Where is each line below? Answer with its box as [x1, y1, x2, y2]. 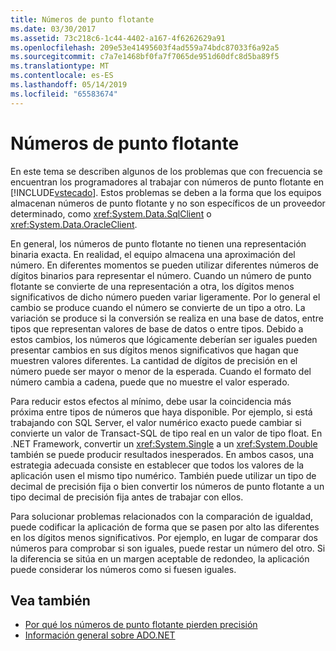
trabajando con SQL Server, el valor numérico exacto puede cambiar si [10, 416, 302, 428]
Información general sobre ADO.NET [24, 629, 176, 641]
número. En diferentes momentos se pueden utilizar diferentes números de [10, 259, 319, 271]
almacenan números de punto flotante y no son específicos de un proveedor [10, 197, 326, 209]
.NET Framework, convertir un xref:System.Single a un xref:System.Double [10, 437, 318, 450]
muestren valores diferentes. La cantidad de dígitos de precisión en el [10, 354, 298, 366]
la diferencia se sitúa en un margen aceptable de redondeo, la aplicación [10, 552, 310, 565]
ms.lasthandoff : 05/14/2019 [10, 80, 128, 90]
